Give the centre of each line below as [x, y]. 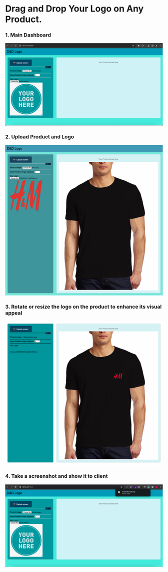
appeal [14, 313]
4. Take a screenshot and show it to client [56, 476]
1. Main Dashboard [28, 35]
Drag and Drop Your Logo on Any [74, 9]
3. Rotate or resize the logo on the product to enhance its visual [83, 307]
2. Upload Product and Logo [40, 137]
